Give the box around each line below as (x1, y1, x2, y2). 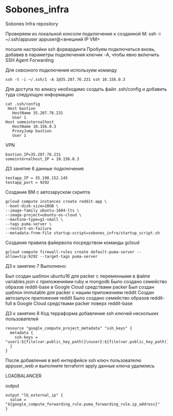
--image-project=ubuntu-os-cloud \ (5, 212, 82, 217)
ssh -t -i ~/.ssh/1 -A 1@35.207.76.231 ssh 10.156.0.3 (5, 77, 126, 82)
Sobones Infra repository (5, 21, 58, 27)
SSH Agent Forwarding (5, 57, 54, 63)
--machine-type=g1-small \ (5, 217, 63, 222)
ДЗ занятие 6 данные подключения (5, 165, 84, 171)
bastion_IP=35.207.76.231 (5, 152, 61, 157)
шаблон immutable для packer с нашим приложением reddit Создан (5, 289, 154, 296)
